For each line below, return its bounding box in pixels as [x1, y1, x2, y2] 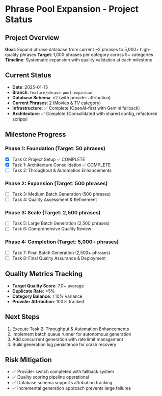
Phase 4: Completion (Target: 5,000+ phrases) [5, 238, 119, 245]
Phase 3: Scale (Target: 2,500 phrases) [5, 209, 101, 216]
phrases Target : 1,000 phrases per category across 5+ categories [20, 52, 154, 57]
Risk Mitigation [5, 355, 52, 364]
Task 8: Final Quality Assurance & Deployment [12, 255, 106, 261]
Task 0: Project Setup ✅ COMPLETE [12, 156, 85, 162]
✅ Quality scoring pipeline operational [12, 374, 89, 380]
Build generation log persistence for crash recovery [12, 341, 117, 347]
